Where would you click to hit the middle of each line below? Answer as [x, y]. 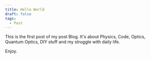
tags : [10, 18]
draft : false [18, 14]
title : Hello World [25, 9]
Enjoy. [11, 51]
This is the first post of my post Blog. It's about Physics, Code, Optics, [75, 37]
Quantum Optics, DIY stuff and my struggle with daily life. [63, 42]
